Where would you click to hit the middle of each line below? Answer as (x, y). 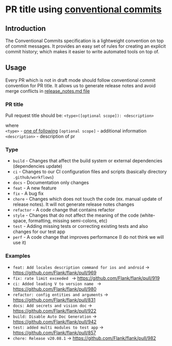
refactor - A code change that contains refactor (64, 210)
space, (20, 221)
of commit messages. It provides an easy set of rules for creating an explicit (85, 46)
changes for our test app (39, 232)
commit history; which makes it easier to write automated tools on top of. (82, 52)
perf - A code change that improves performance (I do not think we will (88, 237)
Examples (18, 256)
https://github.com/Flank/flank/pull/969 (54, 273)
